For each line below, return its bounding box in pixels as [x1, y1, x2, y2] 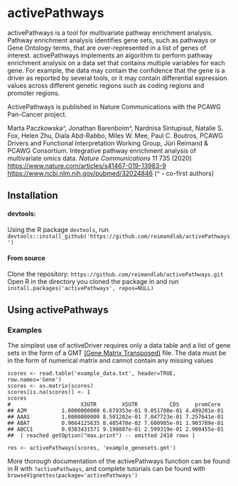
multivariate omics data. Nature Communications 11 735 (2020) [7, 154, 192, 162]
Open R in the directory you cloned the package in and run [7, 277, 179, 285]
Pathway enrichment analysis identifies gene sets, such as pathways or [7, 35, 217, 44]
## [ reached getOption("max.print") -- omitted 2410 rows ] [7, 432, 195, 439]
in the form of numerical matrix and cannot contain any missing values [7, 356, 214, 365]
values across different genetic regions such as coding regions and [7, 81, 205, 89]
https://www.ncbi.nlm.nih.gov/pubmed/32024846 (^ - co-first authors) [7, 169, 215, 177]
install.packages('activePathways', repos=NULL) [7, 285, 154, 292]
